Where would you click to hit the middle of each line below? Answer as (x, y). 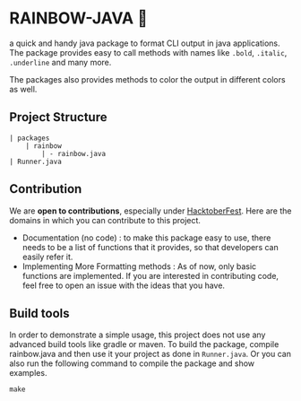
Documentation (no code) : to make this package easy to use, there (146, 238)
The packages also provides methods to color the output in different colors (147, 79)
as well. (23, 89)
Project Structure (58, 117)
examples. (28, 373)
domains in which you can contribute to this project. (105, 220)
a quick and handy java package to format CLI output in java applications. (145, 43)
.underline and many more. (60, 62)
